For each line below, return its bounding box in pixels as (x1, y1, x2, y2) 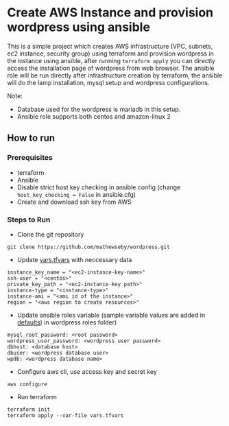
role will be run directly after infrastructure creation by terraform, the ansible (7, 71, 223, 80)
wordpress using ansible (7, 19, 151, 35)
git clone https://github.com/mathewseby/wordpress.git (7, 244, 170, 250)
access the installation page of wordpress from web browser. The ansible (7, 64, 215, 72)
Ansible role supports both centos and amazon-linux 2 (16, 112, 171, 121)
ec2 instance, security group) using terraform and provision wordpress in (7, 49, 214, 58)
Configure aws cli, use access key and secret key (16, 367, 158, 375)
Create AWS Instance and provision (7, 5, 214, 21)
